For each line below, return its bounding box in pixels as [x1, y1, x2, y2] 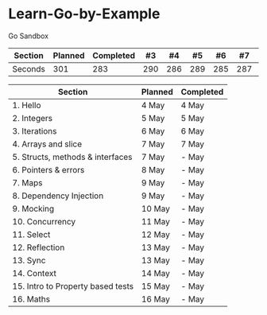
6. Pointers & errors [12, 164, 85, 175]
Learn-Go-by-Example [8, 5, 161, 23]
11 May [141, 216, 171, 227]
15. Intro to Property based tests [12, 280, 133, 291]
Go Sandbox [8, 31, 49, 41]
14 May [141, 267, 171, 278]
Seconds [12, 63, 46, 74]
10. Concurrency [12, 216, 76, 227]
